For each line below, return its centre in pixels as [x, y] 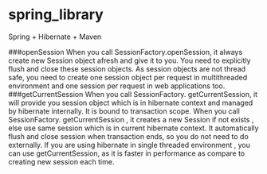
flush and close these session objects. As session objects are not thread [127, 68]
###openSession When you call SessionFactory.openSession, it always [126, 52]
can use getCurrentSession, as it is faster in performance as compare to [127, 153]
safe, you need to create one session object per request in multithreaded [128, 77]
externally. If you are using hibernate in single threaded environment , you [130, 145]
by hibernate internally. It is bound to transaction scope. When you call [124, 111]
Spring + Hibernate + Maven [55, 37]
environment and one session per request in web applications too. [117, 86]
